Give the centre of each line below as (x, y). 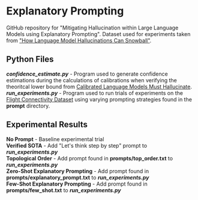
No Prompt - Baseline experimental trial (55, 139)
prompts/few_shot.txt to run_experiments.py (64, 190)
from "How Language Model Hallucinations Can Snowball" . (79, 40)
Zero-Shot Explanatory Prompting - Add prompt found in (77, 171)
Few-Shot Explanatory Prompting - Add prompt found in (77, 184)
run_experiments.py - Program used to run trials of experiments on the (94, 93)
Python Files (30, 59)
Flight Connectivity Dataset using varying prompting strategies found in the (99, 99)
